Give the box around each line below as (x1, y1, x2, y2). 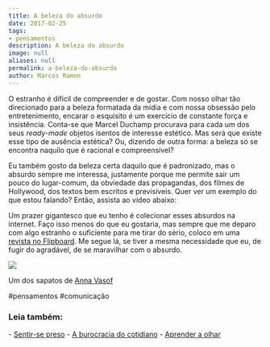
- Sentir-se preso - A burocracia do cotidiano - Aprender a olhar (8, 329, 222, 339)
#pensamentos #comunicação (8, 291, 110, 300)
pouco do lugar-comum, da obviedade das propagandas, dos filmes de (8, 178, 245, 188)
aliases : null (8, 57, 56, 65)
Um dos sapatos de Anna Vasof (8, 275, 114, 285)
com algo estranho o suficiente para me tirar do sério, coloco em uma (8, 227, 240, 238)
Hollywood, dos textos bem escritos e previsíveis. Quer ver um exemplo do (8, 186, 257, 196)
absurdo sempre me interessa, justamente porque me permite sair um (8, 169, 240, 179)
